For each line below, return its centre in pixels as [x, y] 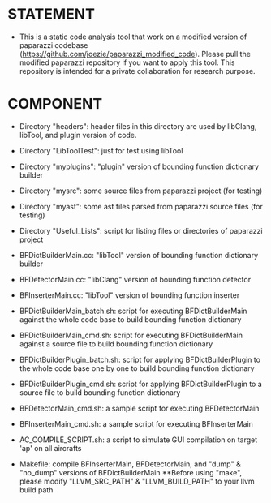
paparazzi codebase [54, 45]
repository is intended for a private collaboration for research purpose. [138, 71]
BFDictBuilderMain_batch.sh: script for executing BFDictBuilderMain [133, 311]
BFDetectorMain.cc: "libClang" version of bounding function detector [135, 279]
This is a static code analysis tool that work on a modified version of [133, 37]
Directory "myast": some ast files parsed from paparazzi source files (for [141, 206]
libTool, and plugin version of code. [78, 135]
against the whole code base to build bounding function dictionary [130, 319]
